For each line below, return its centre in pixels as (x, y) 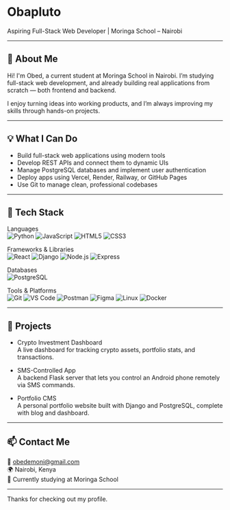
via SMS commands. (46, 385)
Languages (23, 229)
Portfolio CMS (37, 398)
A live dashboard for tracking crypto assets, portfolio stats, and (106, 350)
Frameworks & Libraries (40, 250)
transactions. (36, 357)
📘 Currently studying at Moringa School (63, 479)
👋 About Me (33, 59)
